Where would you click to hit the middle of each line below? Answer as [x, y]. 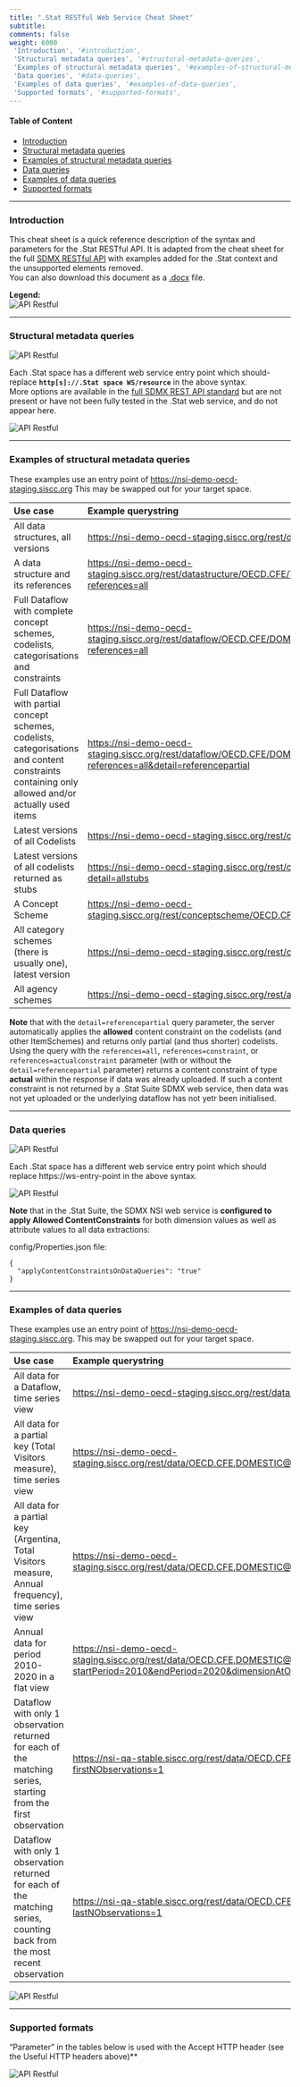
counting [33, 1930]
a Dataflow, [37, 1387]
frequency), [38, 1595]
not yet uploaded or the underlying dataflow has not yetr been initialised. [143, 1098]
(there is [31, 952]
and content [39, 759]
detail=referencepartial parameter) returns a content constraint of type [143, 1069]
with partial [37, 703]
